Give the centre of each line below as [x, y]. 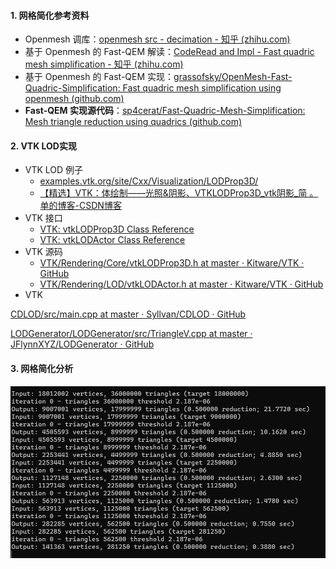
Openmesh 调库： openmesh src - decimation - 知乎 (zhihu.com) [157, 39]
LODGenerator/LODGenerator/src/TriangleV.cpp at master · [131, 334]
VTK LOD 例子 [54, 170]
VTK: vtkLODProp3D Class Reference [117, 229]
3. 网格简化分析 [42, 368]
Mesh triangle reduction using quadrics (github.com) [133, 122]
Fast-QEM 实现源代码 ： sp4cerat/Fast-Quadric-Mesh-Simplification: [165, 111]
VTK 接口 [43, 218]
